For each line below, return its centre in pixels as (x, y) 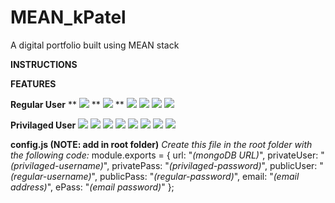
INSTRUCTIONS (44, 64)
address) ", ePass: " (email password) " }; (92, 187)
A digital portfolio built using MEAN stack (95, 45)
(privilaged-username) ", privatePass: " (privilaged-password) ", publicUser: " (167, 165)
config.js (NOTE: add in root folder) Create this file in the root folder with (161, 144)
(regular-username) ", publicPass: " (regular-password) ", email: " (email (155, 176)
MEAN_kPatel (68, 17)
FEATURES (33, 83)
